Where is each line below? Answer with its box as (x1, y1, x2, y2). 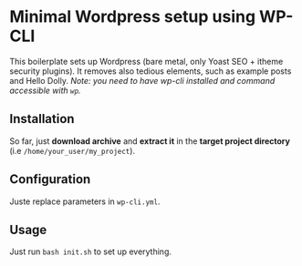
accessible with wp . (9, 85, 81, 96)
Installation (9, 111, 75, 127)
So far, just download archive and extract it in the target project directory (9, 135, 290, 147)
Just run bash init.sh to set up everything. (9, 246, 172, 257)
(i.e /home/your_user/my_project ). (9, 145, 135, 156)
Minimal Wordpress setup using (9, 6, 256, 27)
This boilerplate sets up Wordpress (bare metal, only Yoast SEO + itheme (9, 56, 284, 66)
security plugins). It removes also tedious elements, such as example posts (9, 66, 292, 77)
